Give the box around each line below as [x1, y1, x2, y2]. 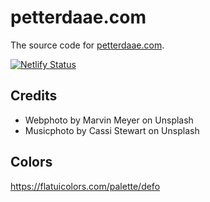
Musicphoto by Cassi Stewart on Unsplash [24, 124, 200, 136]
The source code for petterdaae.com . [10, 39, 165, 51]
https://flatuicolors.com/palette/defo [10, 180, 161, 192]
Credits [10, 87, 58, 105]
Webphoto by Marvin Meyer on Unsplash [24, 114, 194, 126]
